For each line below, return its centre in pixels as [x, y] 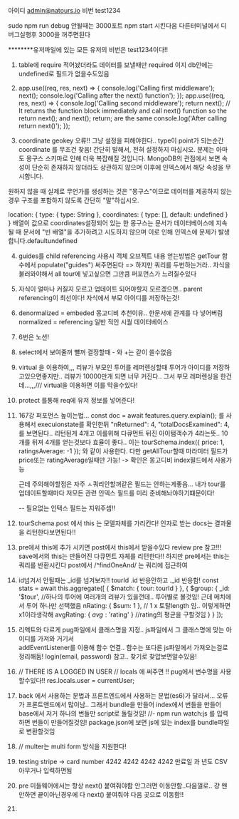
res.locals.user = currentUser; [91, 680]
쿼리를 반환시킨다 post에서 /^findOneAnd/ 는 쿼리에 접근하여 [103, 565]
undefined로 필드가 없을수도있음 [64, 74]
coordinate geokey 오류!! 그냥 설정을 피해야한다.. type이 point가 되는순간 [121, 140]
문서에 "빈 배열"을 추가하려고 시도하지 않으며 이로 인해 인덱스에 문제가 [120, 232]
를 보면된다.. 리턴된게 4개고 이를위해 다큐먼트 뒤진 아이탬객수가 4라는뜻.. [119, 433]
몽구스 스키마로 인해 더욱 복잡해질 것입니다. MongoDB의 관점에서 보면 [123, 158]
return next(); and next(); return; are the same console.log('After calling [122, 118]
